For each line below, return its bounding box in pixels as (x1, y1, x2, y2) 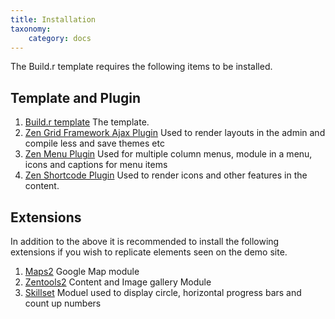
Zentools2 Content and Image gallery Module (24, 276, 212, 288)
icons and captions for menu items (24, 159, 168, 171)
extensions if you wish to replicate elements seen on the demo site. (10, 246, 288, 258)
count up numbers (24, 297, 102, 309)
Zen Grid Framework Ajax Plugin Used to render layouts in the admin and (24, 127, 326, 139)
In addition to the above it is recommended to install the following (10, 236, 280, 247)
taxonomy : (10, 24, 52, 34)
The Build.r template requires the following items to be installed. (10, 61, 273, 73)
